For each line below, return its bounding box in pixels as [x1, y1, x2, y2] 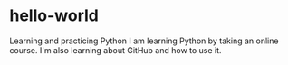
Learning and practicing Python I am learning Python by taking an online [9, 35, 279, 46]
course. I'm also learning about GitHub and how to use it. [9, 44, 222, 55]
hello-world [9, 5, 100, 26]
